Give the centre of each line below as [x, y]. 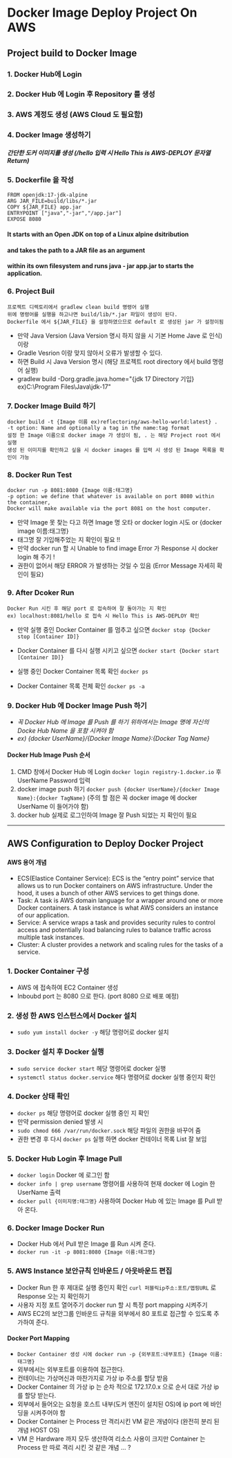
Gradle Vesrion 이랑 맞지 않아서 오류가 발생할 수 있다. [90, 353]
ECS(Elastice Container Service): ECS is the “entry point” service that [116, 878]
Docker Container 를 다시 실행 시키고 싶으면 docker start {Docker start [118, 650]
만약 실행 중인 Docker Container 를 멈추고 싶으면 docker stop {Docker [114, 629]
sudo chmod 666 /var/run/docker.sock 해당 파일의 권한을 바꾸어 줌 [109, 1130]
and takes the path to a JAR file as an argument [76, 250]
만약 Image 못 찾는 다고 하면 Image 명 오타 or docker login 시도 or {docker [119, 522]
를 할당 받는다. [37, 1395]
